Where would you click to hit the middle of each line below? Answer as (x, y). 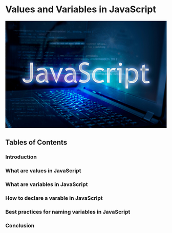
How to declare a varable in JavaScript (54, 198)
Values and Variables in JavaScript (81, 9)
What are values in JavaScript (43, 171)
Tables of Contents (36, 142)
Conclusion (20, 225)
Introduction (21, 157)
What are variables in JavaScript (47, 184)
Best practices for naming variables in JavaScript (68, 212)
